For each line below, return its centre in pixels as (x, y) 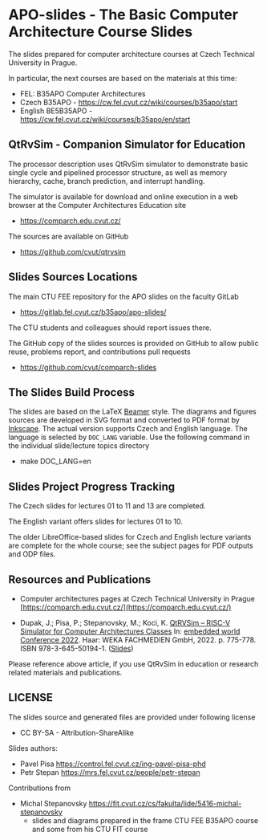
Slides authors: (33, 748)
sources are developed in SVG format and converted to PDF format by (124, 420)
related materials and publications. (65, 673)
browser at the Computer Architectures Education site (97, 205)
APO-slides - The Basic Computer (123, 15)
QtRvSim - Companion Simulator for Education (127, 145)
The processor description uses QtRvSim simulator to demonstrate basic (128, 164)
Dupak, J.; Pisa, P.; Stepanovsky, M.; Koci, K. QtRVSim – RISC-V (125, 623)
